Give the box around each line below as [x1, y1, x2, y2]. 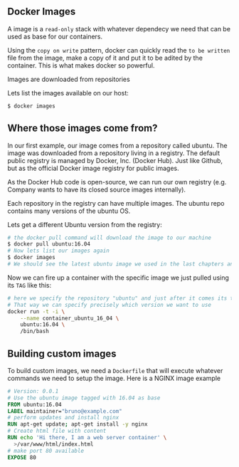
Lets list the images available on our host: [7, 88, 129, 97]
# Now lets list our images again [7, 247, 110, 255]
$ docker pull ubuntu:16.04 [7, 241, 91, 248]
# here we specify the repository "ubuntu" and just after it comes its [7, 295, 228, 302]
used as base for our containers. [7, 32, 103, 41]
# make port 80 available [7, 447, 84, 454]
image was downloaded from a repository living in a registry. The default [7, 149, 221, 157]
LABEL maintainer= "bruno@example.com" [7, 407, 122, 415]
